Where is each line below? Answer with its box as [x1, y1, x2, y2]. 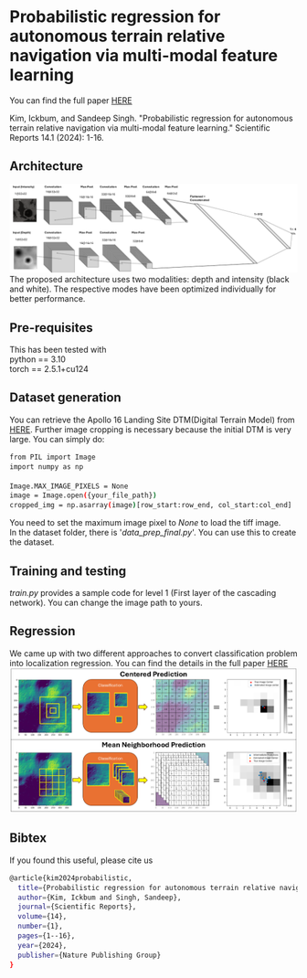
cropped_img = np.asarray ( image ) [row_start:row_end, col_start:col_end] [9, 501, 292, 510]
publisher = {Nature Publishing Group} [17, 951, 162, 960]
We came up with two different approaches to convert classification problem [9, 647, 298, 659]
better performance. [9, 293, 86, 304]
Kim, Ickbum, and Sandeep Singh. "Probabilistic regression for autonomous [9, 112, 294, 123]
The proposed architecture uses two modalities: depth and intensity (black [9, 274, 290, 285]
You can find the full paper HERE [9, 94, 132, 106]
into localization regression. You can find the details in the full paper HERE [9, 657, 289, 668]
